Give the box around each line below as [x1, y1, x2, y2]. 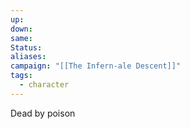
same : [10, 33, 33, 43]
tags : [10, 71, 33, 81]
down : [10, 24, 33, 34]
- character [19, 80, 70, 90]
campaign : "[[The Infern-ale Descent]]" [10, 61, 182, 71]
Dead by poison [10, 107, 76, 119]
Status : [10, 42, 43, 53]
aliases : [10, 52, 47, 62]
